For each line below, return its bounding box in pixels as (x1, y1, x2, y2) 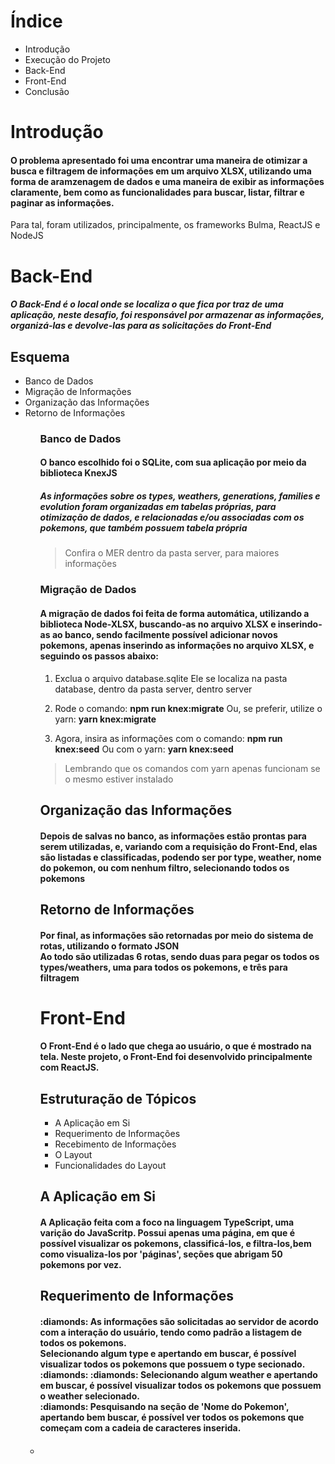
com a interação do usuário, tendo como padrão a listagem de (39, 1326, 303, 1339)
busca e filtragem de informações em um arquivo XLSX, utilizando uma (10, 165, 312, 177)
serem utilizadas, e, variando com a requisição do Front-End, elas (39, 840, 318, 852)
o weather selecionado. (39, 1390, 140, 1402)
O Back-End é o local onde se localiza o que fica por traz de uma (10, 298, 284, 310)
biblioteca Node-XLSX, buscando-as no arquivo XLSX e (39, 618, 277, 630)
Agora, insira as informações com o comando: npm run (54, 732, 283, 744)
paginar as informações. (10, 196, 115, 209)
